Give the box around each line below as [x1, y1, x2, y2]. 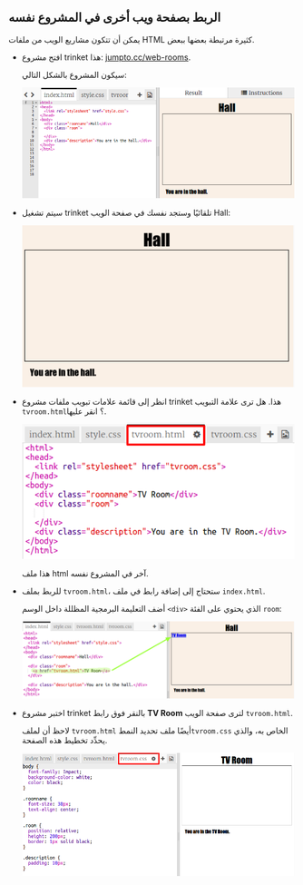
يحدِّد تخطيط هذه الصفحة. [21, 735, 108, 746]
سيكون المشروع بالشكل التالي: [21, 69, 128, 80]
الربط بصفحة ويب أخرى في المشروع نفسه [8, 10, 221, 25]
